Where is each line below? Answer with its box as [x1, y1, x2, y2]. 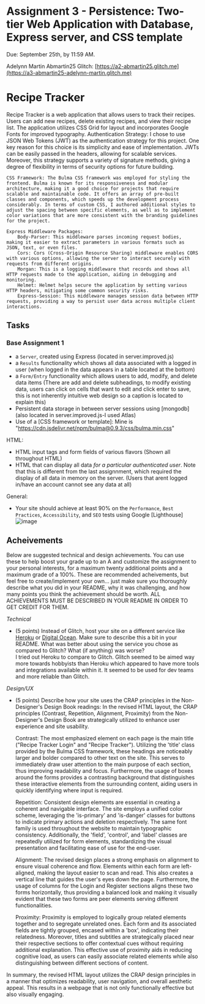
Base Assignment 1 [6, 339, 64, 347]
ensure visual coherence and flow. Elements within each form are [15, 863, 181, 870]
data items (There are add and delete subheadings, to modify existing [15, 378, 191, 386]
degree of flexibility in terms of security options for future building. [6, 163, 174, 170]
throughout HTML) [15, 454, 62, 462]
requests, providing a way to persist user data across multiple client [6, 298, 196, 304]
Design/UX [6, 685, 34, 692]
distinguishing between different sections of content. [15, 959, 149, 967]
